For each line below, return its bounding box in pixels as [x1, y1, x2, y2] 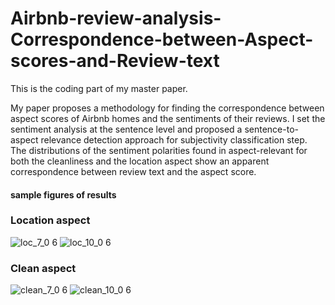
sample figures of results [10, 188, 117, 201]
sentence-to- [244, 123, 299, 135]
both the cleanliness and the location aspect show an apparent [10, 155, 270, 167]
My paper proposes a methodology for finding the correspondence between [10, 102, 325, 114]
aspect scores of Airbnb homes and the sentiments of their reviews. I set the [10, 112, 326, 124]
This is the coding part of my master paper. [10, 82, 188, 94]
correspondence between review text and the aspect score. [10, 165, 257, 177]
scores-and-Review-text [10, 50, 220, 72]
